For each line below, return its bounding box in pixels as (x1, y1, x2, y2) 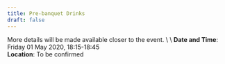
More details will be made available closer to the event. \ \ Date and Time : (7, 35, 219, 43)
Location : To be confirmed (7, 50, 84, 58)
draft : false (7, 17, 45, 23)
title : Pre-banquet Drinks (7, 10, 85, 17)
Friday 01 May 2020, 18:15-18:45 (7, 43, 100, 51)
